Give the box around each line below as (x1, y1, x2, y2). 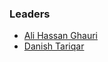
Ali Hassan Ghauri (23, 30, 98, 42)
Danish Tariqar (23, 40, 85, 52)
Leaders (9, 7, 51, 21)
